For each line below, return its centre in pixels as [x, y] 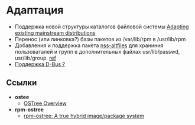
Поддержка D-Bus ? [40, 64]
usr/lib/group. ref [35, 58]
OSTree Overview [45, 103]
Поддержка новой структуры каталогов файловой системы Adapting [102, 27]
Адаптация [35, 10]
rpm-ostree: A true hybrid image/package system [84, 116]
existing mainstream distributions [55, 32]
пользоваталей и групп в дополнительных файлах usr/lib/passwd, [97, 51]
